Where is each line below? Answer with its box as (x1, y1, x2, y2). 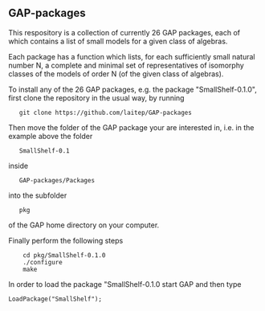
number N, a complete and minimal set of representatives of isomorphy (8, 60, 245, 70)
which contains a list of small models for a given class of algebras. (8, 36, 228, 46)
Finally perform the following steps (8, 235, 124, 245)
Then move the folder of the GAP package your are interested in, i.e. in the (8, 122, 255, 132)
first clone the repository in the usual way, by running (8, 92, 185, 103)
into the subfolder (8, 190, 67, 200)
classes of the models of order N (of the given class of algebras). (8, 68, 224, 79)
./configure (22, 258, 63, 266)
